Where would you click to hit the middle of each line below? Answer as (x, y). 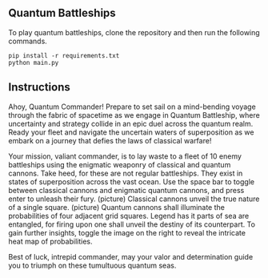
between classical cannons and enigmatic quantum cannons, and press (126, 190)
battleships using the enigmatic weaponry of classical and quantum (120, 164)
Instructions (39, 87)
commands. (28, 41)
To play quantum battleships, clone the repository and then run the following (134, 32)
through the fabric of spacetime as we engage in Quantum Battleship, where (134, 115)
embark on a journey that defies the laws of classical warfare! (110, 140)
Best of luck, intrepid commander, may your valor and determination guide (131, 256)
